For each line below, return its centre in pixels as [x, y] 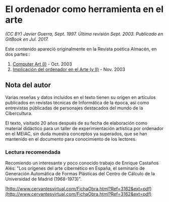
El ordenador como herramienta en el [84, 9]
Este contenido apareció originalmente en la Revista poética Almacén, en [81, 49]
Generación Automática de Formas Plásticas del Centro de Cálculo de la [80, 174]
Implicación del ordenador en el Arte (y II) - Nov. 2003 [69, 69]
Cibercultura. [19, 113]
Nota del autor [28, 85]
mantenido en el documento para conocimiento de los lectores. [71, 139]
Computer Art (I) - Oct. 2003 [42, 64]
